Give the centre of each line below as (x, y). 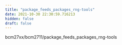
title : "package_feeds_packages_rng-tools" (50, 10)
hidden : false (20, 19)
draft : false (18, 23)
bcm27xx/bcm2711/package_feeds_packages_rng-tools (61, 37)
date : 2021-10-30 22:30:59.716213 (40, 14)
